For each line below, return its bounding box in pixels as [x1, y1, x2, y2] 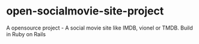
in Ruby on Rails [6, 30, 46, 37]
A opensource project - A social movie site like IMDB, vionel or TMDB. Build [6, 24, 194, 31]
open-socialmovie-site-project [6, 4, 164, 18]
